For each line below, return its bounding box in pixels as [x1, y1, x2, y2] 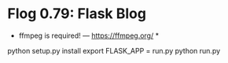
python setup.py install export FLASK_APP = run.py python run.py [7, 46, 221, 55]
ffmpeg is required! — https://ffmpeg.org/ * [18, 31, 159, 40]
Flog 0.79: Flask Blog [7, 5, 147, 23]
